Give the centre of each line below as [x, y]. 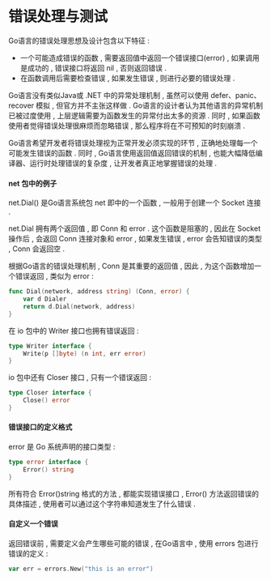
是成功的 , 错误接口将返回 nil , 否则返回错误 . [93, 68]
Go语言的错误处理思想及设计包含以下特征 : [79, 41]
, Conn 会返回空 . [37, 249]
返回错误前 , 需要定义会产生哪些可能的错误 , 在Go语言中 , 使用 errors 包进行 [133, 543]
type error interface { [49, 463]
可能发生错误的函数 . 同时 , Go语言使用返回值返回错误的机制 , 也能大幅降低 [132, 153]
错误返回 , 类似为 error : [55, 276]
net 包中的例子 [33, 183]
